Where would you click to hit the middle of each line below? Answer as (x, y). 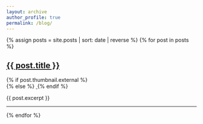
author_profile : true (34, 17)
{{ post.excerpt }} (28, 98)
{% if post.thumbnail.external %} (47, 80)
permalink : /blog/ (29, 23)
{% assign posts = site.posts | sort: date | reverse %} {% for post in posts (98, 40)
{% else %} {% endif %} (37, 86)
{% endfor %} (24, 116)
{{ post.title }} (33, 65)
